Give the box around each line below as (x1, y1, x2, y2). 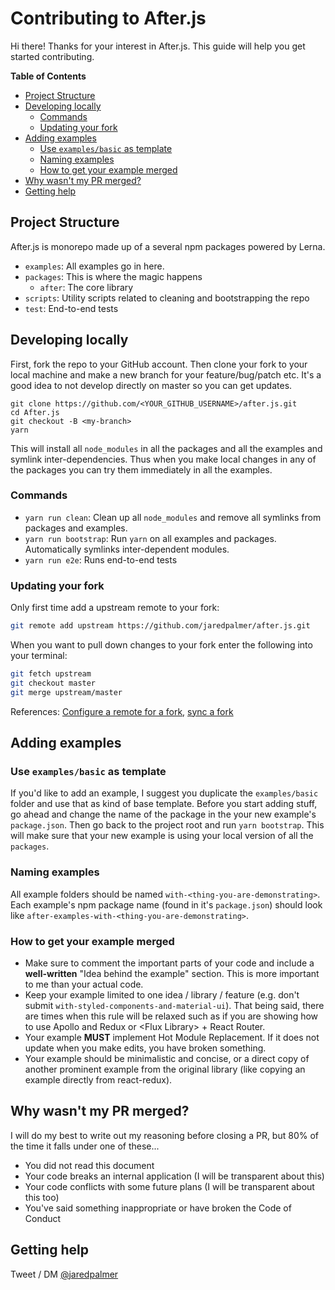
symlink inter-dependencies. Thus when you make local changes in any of (10, 453, 317, 465)
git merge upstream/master (10, 687, 123, 697)
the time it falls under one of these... (10, 1140, 160, 1152)
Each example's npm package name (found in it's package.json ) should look (10, 898, 323, 911)
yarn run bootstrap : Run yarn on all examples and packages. (24, 532, 277, 544)
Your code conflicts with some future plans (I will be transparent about (24, 1180, 315, 1192)
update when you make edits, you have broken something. (24, 1042, 267, 1054)
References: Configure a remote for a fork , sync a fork (10, 705, 234, 717)
